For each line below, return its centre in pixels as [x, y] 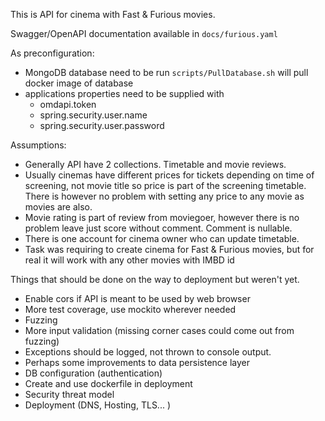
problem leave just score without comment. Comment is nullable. [158, 228]
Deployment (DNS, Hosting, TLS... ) [98, 405]
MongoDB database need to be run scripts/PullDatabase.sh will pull [166, 72]
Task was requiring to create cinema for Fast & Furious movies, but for [169, 249]
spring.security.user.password [102, 125]
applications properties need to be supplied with [124, 93]
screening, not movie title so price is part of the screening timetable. [165, 185]
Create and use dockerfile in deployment [108, 383]
